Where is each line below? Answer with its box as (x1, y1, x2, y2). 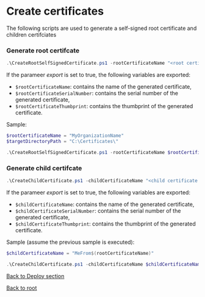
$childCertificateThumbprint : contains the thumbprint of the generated (15, 220, 196, 227)
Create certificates (6, 4, 104, 18)
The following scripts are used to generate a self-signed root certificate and (6, 24, 197, 32)
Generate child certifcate (6, 164, 82, 172)
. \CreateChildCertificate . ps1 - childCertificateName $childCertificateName (6, 261, 203, 267)
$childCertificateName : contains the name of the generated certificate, (15, 200, 195, 208)
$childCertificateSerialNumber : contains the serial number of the (15, 207, 181, 215)
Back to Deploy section (6, 272, 65, 279)
